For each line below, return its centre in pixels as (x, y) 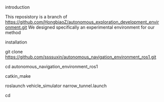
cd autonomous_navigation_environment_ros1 (51, 67)
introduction (18, 7)
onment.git (16, 27)
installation (16, 42)
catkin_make (18, 76)
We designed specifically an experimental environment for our (91, 27)
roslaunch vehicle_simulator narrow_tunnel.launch (56, 86)
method (13, 32)
